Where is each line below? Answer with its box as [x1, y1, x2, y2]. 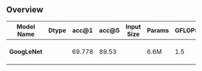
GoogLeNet [9, 47, 43, 55]
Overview [6, 5, 44, 15]
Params [147, 26, 170, 35]
